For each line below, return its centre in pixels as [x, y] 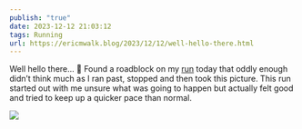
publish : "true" [40, 18]
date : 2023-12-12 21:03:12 [60, 26]
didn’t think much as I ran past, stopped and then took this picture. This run [150, 79]
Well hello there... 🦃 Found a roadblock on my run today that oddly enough [149, 69]
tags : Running [36, 35]
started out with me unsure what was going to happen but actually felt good [151, 88]
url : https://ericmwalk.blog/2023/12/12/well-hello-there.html [132, 43]
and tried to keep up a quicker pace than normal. [101, 98]
